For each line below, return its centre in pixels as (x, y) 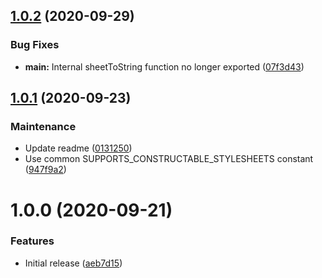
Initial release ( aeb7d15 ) (73, 263)
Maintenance (43, 126)
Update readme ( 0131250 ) (78, 148)
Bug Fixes (35, 45)
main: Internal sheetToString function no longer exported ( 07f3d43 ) (164, 66)
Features (32, 241)
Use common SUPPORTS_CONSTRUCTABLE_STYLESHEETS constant (169, 159)
